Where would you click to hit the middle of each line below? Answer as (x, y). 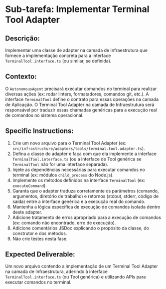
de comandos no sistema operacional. (44, 115)
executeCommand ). (30, 185)
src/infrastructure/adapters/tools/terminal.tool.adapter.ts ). (79, 148)
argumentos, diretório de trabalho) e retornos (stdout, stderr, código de (85, 196)
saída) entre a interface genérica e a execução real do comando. (79, 201)
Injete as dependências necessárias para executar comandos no (79, 169)
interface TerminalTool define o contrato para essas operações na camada (82, 99)
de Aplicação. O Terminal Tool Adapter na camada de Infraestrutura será (80, 104)
